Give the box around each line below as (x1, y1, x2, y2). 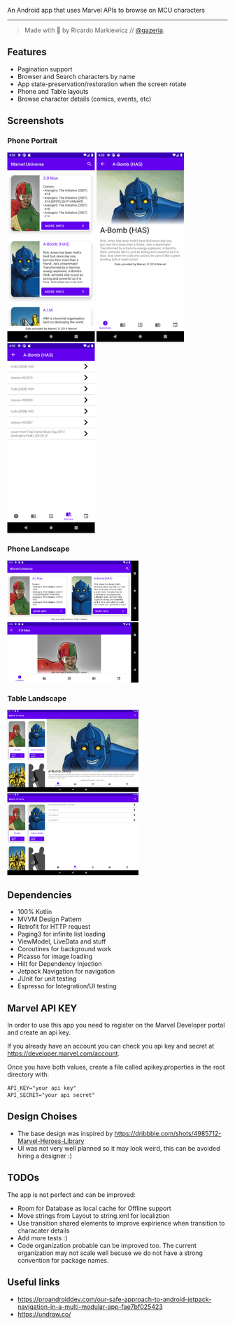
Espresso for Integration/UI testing (17, 982, 117, 990)
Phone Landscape (7, 544, 70, 554)
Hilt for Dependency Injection (17, 960, 103, 968)
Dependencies (7, 889, 72, 901)
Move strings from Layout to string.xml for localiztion (17, 1211, 170, 1220)
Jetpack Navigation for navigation (17, 967, 115, 976)
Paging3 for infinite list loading (17, 930, 106, 939)
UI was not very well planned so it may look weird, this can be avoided (17, 1144, 220, 1152)
